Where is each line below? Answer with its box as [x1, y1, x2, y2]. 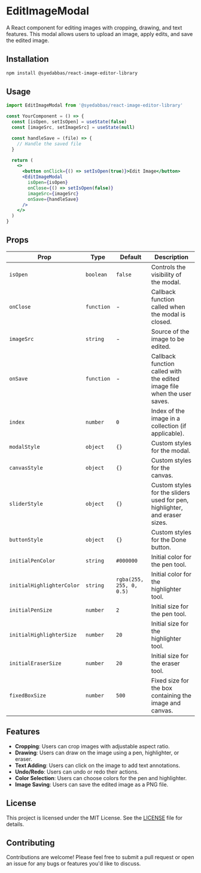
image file [151, 382, 179, 390]
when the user [151, 389, 191, 398]
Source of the [151, 327, 190, 336]
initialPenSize [9, 606, 53, 614]
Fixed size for [151, 676, 190, 684]
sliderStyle [9, 500, 44, 507]
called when [151, 303, 185, 311]
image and [151, 699, 181, 707]
